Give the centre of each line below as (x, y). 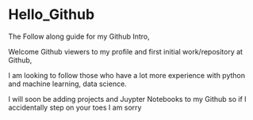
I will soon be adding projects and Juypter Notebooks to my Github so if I (128, 99)
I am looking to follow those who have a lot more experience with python (127, 75)
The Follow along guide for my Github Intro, (79, 36)
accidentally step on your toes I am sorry (75, 107)
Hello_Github (52, 15)
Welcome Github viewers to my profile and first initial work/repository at (126, 51)
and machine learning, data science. (67, 84)
